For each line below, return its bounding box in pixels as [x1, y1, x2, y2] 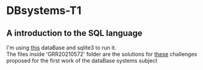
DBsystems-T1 [6, 4, 82, 18]
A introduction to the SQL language [6, 28, 143, 38]
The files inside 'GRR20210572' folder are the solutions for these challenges [6, 51, 198, 58]
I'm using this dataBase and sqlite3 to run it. [6, 44, 117, 51]
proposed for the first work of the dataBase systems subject [6, 57, 157, 64]
